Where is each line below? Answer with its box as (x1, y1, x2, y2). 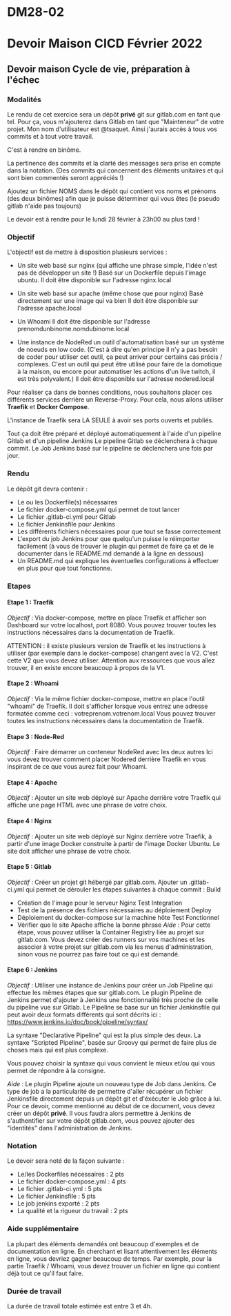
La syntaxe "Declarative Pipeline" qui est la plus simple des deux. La (7, 1031, 201, 1039)
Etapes (7, 581, 31, 591)
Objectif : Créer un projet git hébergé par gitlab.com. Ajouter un (7, 878, 188, 886)
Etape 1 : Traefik (7, 598, 54, 607)
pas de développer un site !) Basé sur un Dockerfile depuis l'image (17, 268, 207, 277)
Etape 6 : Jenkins (7, 965, 58, 974)
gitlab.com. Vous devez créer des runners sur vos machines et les (17, 935, 205, 943)
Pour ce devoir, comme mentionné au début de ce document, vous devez (7, 1102, 216, 1110)
